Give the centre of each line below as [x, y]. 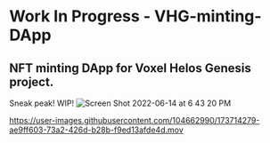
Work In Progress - [80, 16]
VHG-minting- [208, 16]
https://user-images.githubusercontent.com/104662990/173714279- [135, 120]
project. [32, 82]
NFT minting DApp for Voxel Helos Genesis [131, 68]
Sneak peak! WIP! [41, 103]
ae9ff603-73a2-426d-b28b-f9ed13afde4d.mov [97, 130]
